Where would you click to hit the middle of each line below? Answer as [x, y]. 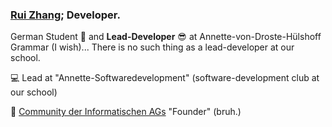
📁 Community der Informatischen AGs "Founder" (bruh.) [126, 112]
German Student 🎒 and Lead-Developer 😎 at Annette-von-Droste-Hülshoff [166, 37]
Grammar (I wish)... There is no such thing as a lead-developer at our [152, 47]
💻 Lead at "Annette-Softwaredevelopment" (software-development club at [165, 78]
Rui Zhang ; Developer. [65, 15]
